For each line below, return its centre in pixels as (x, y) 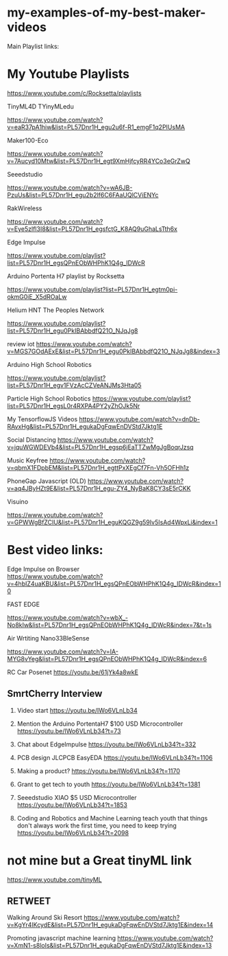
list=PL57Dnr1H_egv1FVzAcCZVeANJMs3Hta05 (74, 385)
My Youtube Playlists (68, 74)
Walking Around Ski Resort (45, 918)
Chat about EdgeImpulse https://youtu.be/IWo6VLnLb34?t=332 (106, 744)
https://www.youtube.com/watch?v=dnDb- (139, 419)
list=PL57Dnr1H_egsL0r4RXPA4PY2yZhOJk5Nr (74, 405)
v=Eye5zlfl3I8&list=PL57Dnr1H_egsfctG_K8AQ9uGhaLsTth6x (92, 229)
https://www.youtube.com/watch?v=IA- (63, 652)
